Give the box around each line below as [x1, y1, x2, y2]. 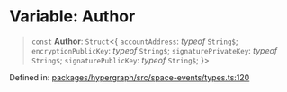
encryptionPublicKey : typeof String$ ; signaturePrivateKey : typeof [31, 45, 278, 55]
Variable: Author [9, 6, 136, 27]
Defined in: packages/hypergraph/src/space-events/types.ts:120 [9, 71, 250, 82]
